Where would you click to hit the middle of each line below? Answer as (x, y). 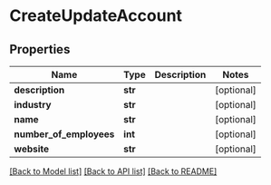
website (32, 149)
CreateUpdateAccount (96, 16)
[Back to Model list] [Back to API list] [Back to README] (113, 171)
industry (33, 105)
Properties (40, 49)
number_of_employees (64, 134)
